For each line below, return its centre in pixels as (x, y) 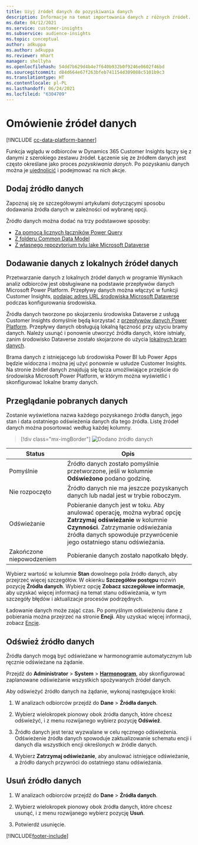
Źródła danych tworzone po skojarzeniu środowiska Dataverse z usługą (93, 314)
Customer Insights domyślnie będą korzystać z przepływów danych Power (97, 321)
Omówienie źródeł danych (71, 123)
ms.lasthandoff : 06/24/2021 (41, 89)
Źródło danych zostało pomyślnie (113, 464)
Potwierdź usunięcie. (40, 824)
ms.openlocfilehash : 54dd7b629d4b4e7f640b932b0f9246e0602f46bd (85, 67)
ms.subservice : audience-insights (49, 34)
